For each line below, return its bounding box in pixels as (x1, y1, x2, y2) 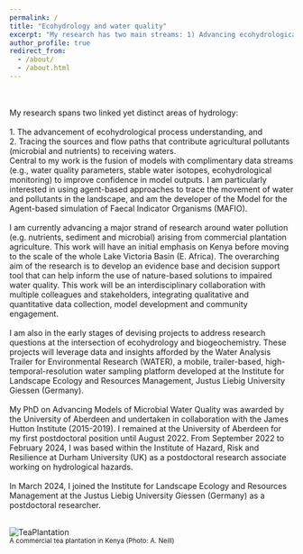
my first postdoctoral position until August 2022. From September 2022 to (9, 432, 285, 443)
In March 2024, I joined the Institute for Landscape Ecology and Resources (9, 480, 287, 491)
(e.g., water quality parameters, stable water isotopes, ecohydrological (9, 164, 272, 176)
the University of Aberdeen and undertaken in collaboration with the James (9, 413, 289, 424)
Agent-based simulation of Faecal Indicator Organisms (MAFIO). (9, 203, 248, 213)
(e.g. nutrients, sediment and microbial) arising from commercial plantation (9, 232, 287, 242)
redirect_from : (9, 47, 67, 56)
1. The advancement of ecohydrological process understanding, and (9, 126, 263, 137)
